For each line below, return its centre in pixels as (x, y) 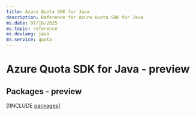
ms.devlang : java (28, 34)
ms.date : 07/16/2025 (32, 23)
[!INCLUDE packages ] (33, 106)
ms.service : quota (29, 40)
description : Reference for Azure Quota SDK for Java (75, 17)
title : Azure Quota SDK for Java (48, 12)
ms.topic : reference (32, 28)
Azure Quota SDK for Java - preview (98, 69)
